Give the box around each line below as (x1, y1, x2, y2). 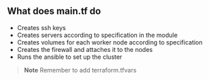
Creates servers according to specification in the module (16, 31, 178, 39)
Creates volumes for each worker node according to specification (16, 38, 204, 46)
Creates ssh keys (16, 23, 66, 31)
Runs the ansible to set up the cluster (16, 53, 123, 61)
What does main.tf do (7, 5, 101, 17)
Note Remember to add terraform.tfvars (23, 66, 137, 74)
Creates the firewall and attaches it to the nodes (16, 45, 153, 53)
